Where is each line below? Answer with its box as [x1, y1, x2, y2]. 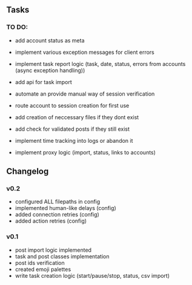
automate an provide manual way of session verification [15, 90, 155, 97]
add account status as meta [15, 36, 85, 44]
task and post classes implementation [15, 252, 110, 260]
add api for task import [15, 78, 73, 85]
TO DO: [6, 23, 28, 31]
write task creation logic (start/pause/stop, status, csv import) [15, 272, 170, 279]
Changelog [6, 166, 49, 177]
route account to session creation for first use [15, 102, 130, 109]
